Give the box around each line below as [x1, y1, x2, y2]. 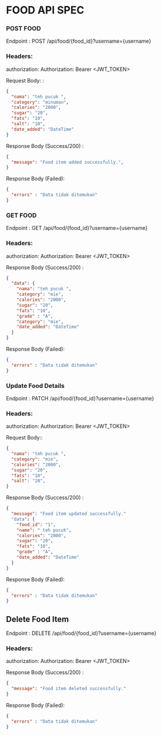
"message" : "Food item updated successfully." [11, 511, 126, 517]
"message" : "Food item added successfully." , [11, 159, 124, 165]
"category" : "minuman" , [11, 99, 69, 105]
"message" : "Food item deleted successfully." [11, 686, 126, 692]
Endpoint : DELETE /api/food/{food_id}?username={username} [6, 630, 157, 637]
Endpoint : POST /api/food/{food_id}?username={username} [6, 37, 152, 44]
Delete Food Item [6, 614, 69, 624]
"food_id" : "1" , [16, 521, 57, 527]
